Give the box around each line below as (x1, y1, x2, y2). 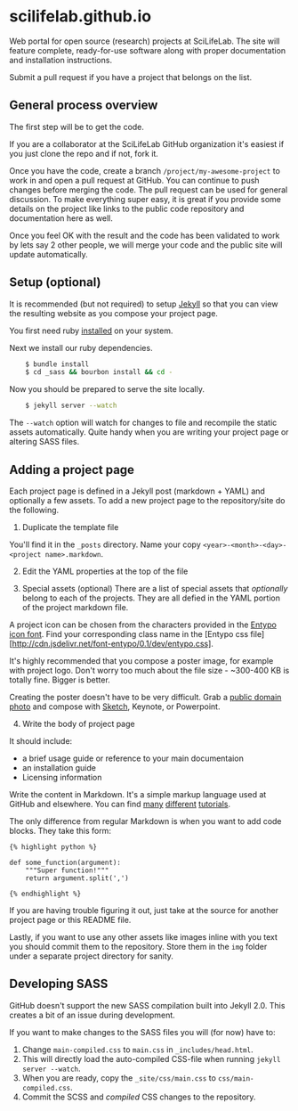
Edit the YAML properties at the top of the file (21, 566, 189, 576)
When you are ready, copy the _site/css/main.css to (21, 1072, 216, 1083)
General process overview (9, 98, 158, 113)
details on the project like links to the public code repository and (9, 203, 245, 214)
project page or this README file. (9, 915, 132, 925)
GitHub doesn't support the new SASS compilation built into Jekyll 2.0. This (9, 1000, 286, 1010)
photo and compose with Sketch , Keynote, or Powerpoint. (9, 701, 221, 712)
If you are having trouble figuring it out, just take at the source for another (9, 905, 278, 915)
